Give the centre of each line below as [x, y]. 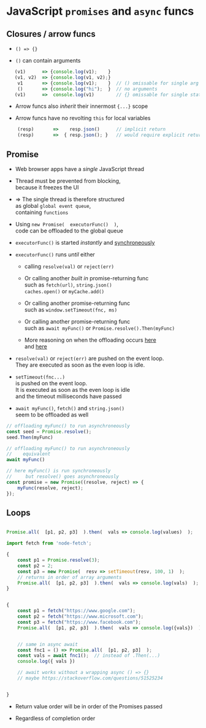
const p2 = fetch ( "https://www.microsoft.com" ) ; [81, 616]
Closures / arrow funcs [51, 34]
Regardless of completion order [55, 718]
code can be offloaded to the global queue [69, 231]
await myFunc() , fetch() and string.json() [70, 408]
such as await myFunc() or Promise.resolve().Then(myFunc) [100, 328]
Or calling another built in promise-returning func [86, 278]
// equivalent [29, 454]
